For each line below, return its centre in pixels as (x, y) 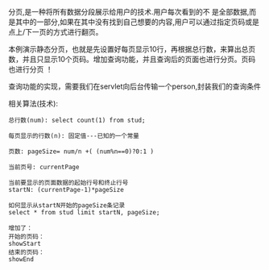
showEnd (21, 260)
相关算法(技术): (33, 104)
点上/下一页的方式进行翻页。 (56, 32)
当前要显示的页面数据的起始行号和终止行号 (68, 183)
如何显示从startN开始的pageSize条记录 (67, 206)
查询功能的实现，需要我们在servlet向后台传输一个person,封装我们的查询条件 (135, 86)
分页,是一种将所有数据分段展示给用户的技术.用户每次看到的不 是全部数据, (129, 12)
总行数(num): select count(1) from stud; (77, 120)
